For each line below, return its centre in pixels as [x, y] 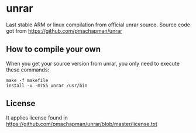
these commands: [28, 70]
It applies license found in [37, 117]
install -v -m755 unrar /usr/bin [47, 86]
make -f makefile [27, 80]
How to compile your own [54, 50]
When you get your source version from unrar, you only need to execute [93, 63]
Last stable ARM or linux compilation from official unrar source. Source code [98, 25]
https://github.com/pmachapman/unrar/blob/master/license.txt [82, 124]
